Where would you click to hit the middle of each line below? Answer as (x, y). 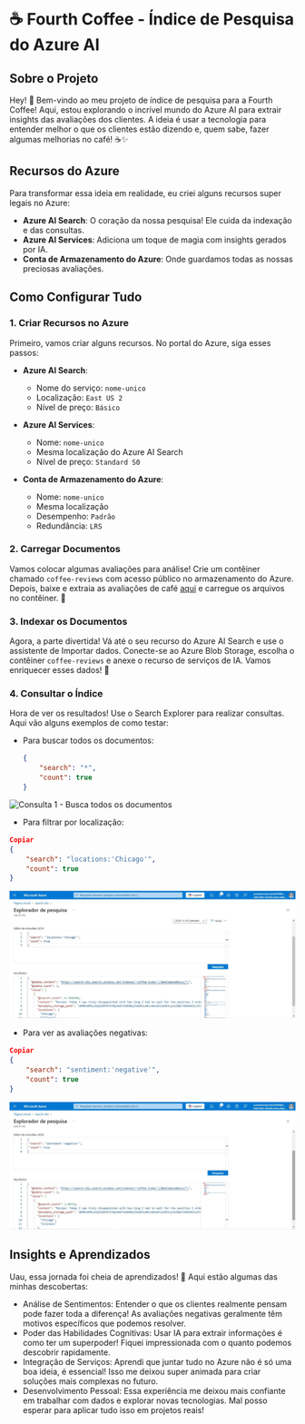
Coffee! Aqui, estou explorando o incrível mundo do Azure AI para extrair (146, 110)
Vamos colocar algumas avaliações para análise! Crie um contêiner (135, 569)
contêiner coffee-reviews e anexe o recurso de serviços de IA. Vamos (140, 660)
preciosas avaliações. (63, 268)
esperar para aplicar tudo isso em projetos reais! (113, 1409)
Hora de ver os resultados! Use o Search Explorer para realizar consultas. (147, 713)
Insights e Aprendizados (80, 1255)
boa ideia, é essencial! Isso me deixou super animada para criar (142, 1371)
